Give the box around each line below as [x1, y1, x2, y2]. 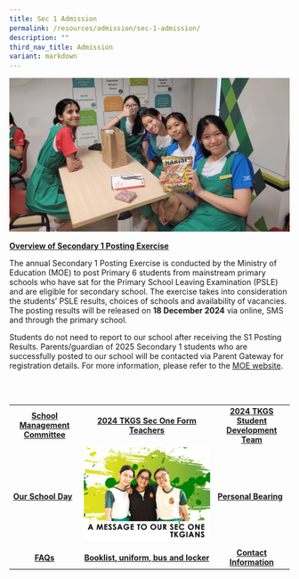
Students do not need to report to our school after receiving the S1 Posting [9, 332, 282, 343]
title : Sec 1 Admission [9, 14, 98, 23]
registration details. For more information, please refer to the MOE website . [9, 361, 284, 371]
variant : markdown [9, 52, 77, 61]
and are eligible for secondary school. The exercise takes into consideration [9, 286, 287, 298]
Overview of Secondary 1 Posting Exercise [9, 241, 169, 251]
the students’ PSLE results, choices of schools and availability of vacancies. [9, 296, 287, 306]
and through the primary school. [9, 314, 127, 325]
